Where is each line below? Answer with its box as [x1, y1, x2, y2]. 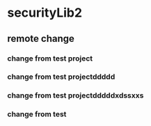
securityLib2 [7, 5, 82, 21]
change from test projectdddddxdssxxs [7, 90, 144, 100]
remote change [7, 33, 75, 45]
